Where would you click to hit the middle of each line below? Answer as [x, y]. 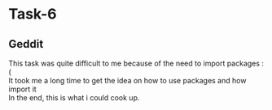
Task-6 [33, 14]
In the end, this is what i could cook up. [74, 97]
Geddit [26, 44]
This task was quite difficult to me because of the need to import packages [134, 63]
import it [22, 89]
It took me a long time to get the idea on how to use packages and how [127, 80]
